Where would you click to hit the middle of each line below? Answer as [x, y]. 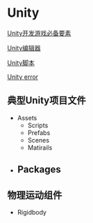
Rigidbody [32, 212]
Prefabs [39, 132]
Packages [39, 170]
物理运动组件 [35, 195]
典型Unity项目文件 [46, 100]
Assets [27, 117]
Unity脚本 [21, 63]
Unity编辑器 [24, 48]
